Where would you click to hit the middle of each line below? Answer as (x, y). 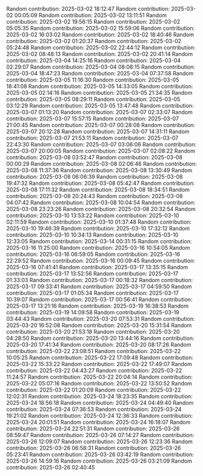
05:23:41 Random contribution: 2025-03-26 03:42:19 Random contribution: (100, 454)
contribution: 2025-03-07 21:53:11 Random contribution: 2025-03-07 (92, 138)
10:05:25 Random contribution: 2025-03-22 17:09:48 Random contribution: (100, 357)
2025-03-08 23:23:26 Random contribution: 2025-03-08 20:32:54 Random (101, 209)
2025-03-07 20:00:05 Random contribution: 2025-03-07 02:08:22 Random (101, 151)
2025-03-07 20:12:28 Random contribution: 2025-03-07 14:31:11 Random (98, 131)
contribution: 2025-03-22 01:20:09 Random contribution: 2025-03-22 (94, 390)
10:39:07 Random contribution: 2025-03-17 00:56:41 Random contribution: (99, 299)
